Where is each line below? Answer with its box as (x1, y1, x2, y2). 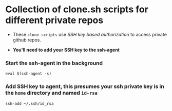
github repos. (12, 37, 42, 43)
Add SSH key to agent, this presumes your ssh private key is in (5, 83, 164, 90)
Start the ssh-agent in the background (5, 59, 103, 66)
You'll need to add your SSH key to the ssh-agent (12, 47, 120, 53)
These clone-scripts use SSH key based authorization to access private (12, 31, 167, 37)
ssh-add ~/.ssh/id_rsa (5, 101, 54, 106)
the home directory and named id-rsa (5, 90, 98, 97)
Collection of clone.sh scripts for (5, 4, 149, 15)
